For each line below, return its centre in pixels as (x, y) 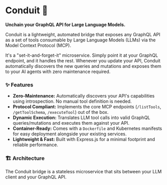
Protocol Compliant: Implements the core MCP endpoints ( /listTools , (87, 107)
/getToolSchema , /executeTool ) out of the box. (61, 112)
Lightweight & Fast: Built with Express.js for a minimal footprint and (84, 140)
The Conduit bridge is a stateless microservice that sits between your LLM (83, 171)
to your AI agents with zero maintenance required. (58, 72)
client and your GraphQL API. (36, 177)
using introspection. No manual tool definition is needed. (72, 101)
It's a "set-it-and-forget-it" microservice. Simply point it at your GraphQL (82, 55)
